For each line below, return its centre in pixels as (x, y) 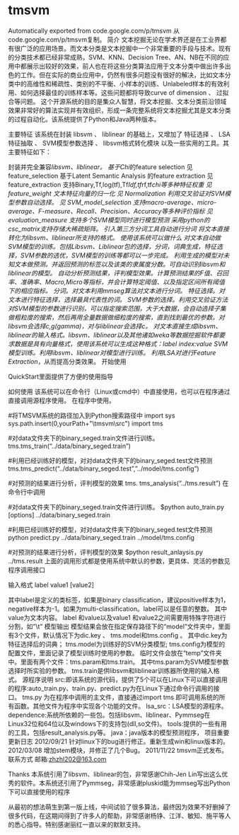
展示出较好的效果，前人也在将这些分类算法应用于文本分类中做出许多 (126, 66)
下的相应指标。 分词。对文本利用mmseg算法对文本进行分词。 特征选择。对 (117, 290)
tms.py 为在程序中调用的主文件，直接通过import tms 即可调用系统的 (121, 697)
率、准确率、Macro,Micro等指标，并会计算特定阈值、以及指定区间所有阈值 (117, 282)
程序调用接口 (27, 570)
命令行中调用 (27, 492)
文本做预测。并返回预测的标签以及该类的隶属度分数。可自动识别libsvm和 (119, 264)
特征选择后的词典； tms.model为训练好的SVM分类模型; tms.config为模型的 (117, 644)
